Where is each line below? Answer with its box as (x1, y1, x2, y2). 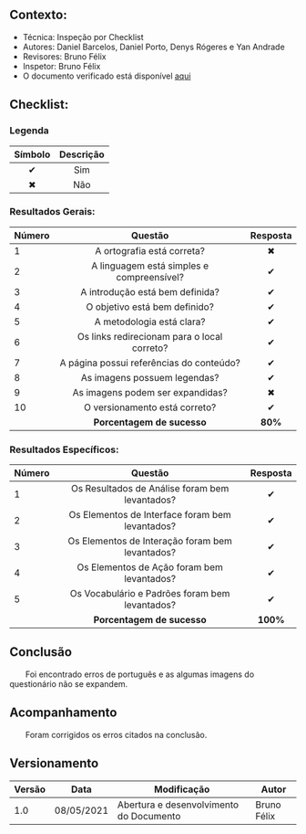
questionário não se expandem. (9, 678, 128, 689)
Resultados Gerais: (9, 206, 96, 218)
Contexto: (9, 7, 67, 23)
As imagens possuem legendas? (80, 371, 219, 384)
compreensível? (116, 270, 185, 283)
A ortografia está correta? (95, 244, 206, 257)
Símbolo (14, 148, 51, 161)
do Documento (117, 809, 181, 822)
